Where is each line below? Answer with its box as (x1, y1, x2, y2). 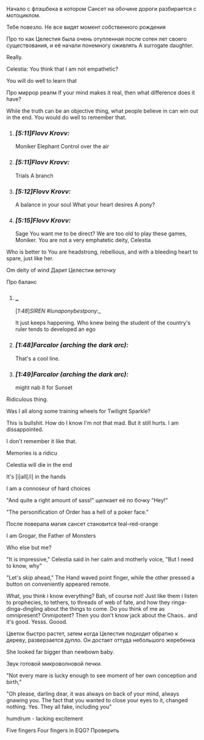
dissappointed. (6, 426, 44, 433)
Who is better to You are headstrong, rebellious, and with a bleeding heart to (6, 248, 198, 255)
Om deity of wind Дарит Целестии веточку (6, 266, 116, 274)
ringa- (171, 599, 187, 606)
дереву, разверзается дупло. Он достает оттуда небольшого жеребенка (6, 636, 195, 644)
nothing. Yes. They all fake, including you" (6, 703, 112, 711)
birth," (6, 678, 22, 686)
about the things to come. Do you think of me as (44, 605, 166, 613)
